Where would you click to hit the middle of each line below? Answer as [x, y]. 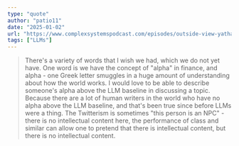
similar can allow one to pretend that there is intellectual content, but [125, 128]
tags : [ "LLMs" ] [30, 40]
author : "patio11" [34, 21]
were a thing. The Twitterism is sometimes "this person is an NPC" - [124, 113]
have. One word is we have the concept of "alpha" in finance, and [121, 68]
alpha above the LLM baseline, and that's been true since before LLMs [128, 106]
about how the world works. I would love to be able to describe [117, 83]
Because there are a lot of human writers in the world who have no [122, 98]
